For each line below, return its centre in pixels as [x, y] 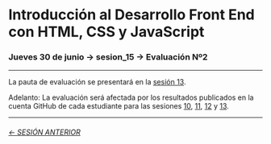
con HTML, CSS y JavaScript [106, 32]
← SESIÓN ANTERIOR [44, 132]
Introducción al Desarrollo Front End [132, 15]
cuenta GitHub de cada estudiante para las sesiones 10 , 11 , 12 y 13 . [119, 106]
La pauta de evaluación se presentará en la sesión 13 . [97, 82]
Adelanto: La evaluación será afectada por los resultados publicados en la [131, 97]
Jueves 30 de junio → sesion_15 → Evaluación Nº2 [108, 57]
